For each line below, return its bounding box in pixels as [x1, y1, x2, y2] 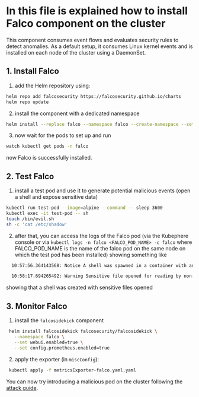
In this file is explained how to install [6, 4, 188, 18]
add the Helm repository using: [14, 82, 91, 89]
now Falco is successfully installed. [6, 154, 92, 161]
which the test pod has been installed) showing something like [14, 251, 167, 258]
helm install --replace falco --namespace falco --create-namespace [6, 121, 179, 127]
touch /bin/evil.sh [6, 215, 54, 222]
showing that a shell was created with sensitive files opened [6, 284, 153, 291]
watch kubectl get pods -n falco [6, 144, 89, 150]
